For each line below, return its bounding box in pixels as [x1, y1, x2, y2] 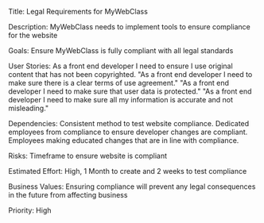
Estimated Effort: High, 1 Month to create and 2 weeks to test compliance [8, 167, 247, 175]
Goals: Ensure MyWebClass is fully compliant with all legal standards [8, 46, 234, 55]
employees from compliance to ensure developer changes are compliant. [8, 127, 248, 136]
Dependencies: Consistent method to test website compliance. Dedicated [8, 119, 250, 128]
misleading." [8, 103, 49, 113]
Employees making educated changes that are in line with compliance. [8, 136, 239, 145]
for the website [8, 31, 58, 40]
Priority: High [8, 206, 52, 215]
